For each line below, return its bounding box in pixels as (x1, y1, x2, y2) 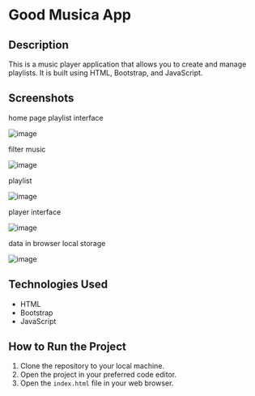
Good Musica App (8, 6, 132, 24)
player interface (8, 207, 62, 216)
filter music (8, 144, 46, 154)
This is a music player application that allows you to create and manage (8, 59, 247, 69)
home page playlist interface (8, 113, 104, 122)
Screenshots (8, 92, 74, 105)
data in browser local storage (8, 238, 106, 248)
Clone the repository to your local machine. (19, 361, 164, 371)
